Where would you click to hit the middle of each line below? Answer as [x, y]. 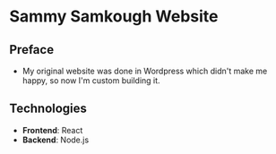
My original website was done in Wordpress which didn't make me [145, 71]
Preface [32, 50]
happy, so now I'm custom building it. [91, 81]
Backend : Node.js [56, 140]
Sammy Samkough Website [114, 17]
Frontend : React [52, 130]
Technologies [48, 109]
